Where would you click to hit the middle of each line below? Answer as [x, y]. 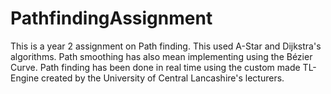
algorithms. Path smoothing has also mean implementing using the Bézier [161, 56]
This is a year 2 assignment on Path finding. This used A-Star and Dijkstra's [166, 46]
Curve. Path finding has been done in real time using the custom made [155, 67]
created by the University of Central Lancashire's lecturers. [163, 78]
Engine [25, 78]
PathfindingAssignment [111, 18]
